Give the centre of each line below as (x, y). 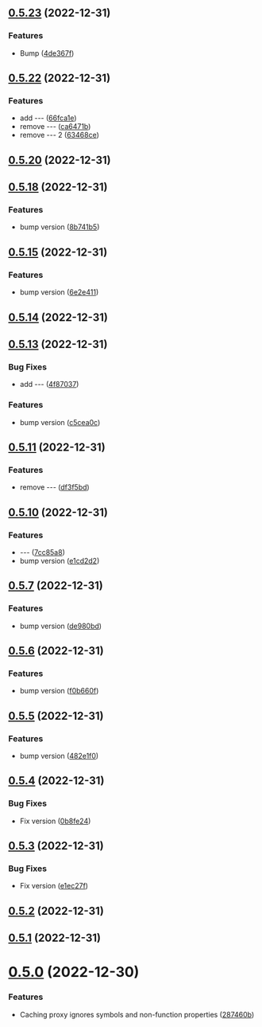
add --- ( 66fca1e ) (48, 118)
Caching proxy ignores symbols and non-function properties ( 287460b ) (137, 1014)
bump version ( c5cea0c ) (60, 422)
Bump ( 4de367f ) (47, 53)
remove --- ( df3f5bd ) (54, 487)
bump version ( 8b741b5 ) (60, 227)
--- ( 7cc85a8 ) (42, 552)
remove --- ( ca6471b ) (55, 127)
